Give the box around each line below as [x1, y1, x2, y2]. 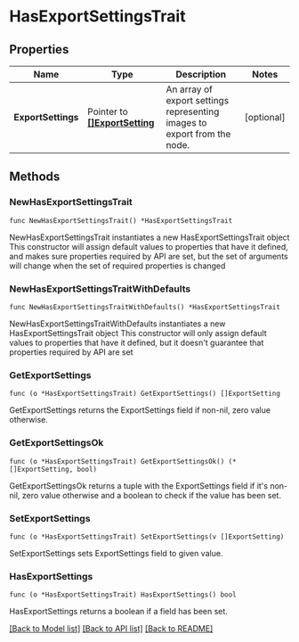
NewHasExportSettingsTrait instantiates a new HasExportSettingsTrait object [9, 232, 290, 243]
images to [166, 117, 207, 128]
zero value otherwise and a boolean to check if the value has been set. [21, 490, 282, 500]
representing [166, 105, 220, 118]
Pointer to [87, 105, 128, 118]
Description [175, 69, 227, 80]
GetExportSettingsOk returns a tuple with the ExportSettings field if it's [9, 480, 269, 491]
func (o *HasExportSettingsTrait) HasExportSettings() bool [9, 590, 238, 599]
